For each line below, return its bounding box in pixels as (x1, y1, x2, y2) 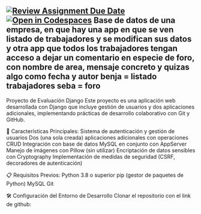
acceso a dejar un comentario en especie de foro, (6, 53, 195, 63)
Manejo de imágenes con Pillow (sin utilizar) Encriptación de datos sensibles (6, 146, 196, 153)
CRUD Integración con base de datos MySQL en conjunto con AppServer (6, 140, 187, 147)
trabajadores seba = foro (6, 81, 101, 91)
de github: (6, 200, 32, 207)
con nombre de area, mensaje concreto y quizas (6, 62, 190, 73)
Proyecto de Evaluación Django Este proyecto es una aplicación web (6, 97, 176, 104)
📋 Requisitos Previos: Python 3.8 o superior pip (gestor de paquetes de (6, 171, 184, 179)
